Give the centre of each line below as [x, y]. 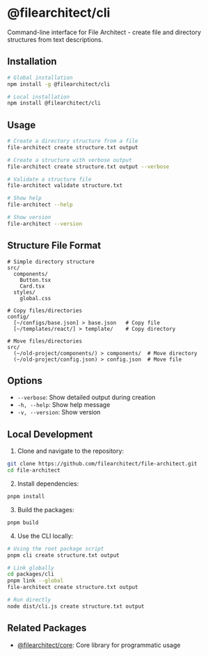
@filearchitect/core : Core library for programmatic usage [99, 645]
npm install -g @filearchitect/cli [59, 84]
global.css [35, 298]
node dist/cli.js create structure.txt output [76, 606]
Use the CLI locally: [45, 536]
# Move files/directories [45, 341]
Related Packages [47, 628]
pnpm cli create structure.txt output [63, 555]
